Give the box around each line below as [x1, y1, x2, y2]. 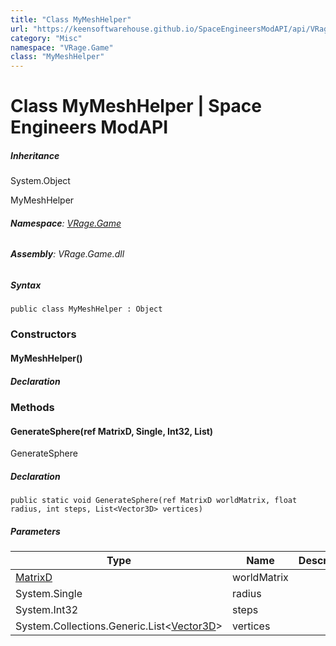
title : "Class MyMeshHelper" [10, 14, 132, 25]
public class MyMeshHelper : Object [10, 304, 163, 315]
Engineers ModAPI [10, 116, 169, 139]
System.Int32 [15, 603, 79, 617]
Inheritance [10, 149, 60, 161]
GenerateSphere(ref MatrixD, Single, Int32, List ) [10, 425, 214, 437]
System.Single [15, 587, 83, 601]
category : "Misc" [10, 33, 83, 43]
